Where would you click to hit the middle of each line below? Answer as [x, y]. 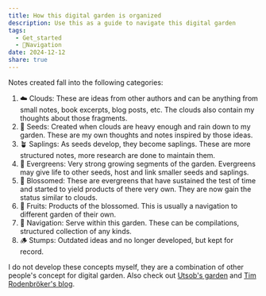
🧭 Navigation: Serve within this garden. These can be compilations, [129, 222]
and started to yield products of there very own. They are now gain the [135, 189]
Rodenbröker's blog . [42, 283]
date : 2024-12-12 [37, 52]
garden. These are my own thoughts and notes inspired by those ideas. [136, 135]
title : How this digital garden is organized [85, 15]
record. [32, 252]
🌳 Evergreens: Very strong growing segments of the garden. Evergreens [138, 163]
